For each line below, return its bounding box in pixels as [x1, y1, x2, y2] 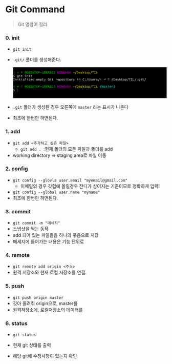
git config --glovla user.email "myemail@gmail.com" [12, 178, 128, 183]
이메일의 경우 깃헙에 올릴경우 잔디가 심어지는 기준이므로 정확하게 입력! [20, 183, 160, 189]
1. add [5, 128, 20, 135]
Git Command [5, 4, 65, 15]
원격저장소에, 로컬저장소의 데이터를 [12, 307, 83, 313]
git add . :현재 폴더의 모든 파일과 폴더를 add [20, 146, 113, 152]
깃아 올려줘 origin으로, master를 [12, 300, 78, 306]
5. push [5, 282, 25, 290]
